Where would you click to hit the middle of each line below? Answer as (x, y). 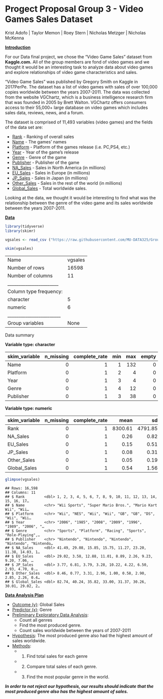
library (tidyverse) (25, 226)
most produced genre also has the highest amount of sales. (67, 692)
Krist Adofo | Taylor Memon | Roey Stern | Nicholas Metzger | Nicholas (75, 33)
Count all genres (36, 620)
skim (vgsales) (19, 249)
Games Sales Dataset (49, 19)
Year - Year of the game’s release (45, 152)
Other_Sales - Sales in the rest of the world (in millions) (67, 183)
